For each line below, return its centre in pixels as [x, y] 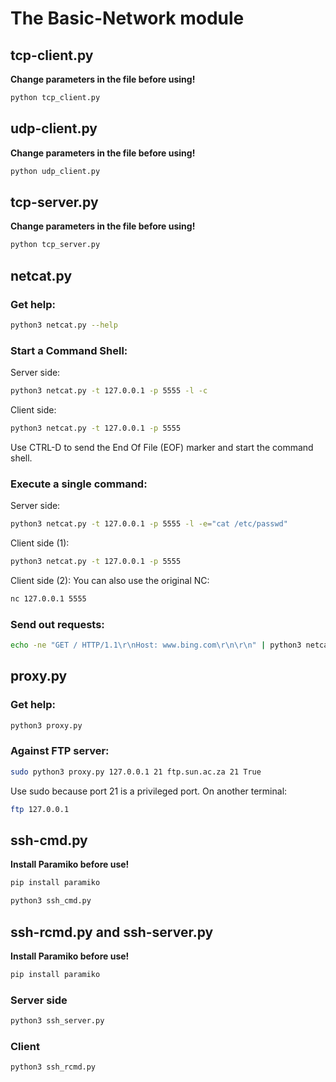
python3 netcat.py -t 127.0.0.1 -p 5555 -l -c [109, 391]
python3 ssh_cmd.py [51, 901]
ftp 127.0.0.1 [40, 809]
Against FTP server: [60, 751]
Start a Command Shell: [69, 350]
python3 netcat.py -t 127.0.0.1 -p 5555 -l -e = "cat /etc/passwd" [149, 524]
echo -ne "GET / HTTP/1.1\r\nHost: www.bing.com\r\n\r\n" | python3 [156, 645]
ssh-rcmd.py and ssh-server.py [112, 932]
